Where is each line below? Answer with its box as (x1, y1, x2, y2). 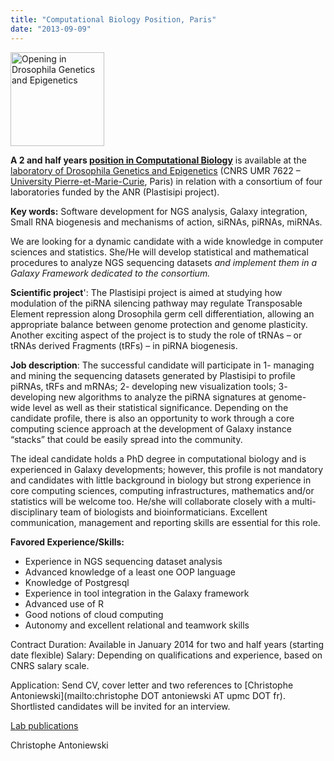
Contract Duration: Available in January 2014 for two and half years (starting (10, 638, 325, 650)
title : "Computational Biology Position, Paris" (10, 14, 217, 25)
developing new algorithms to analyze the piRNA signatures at (10, 391, 267, 403)
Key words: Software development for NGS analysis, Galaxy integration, (10, 205, 308, 217)
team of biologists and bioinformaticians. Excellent (59, 506, 268, 518)
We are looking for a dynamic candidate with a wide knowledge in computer (10, 235, 324, 247)
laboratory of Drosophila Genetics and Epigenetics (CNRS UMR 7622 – (10, 164, 301, 176)
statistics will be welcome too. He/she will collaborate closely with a (10, 495, 290, 507)
